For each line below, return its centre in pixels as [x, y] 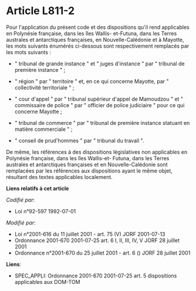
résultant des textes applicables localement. [59, 177]
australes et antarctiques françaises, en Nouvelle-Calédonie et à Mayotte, [95, 39]
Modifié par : [21, 223]
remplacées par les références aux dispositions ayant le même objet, [89, 171]
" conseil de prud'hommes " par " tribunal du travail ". [79, 140]
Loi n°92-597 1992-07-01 [45, 211]
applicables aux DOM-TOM [47, 282]
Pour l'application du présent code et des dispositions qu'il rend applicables [98, 27]
